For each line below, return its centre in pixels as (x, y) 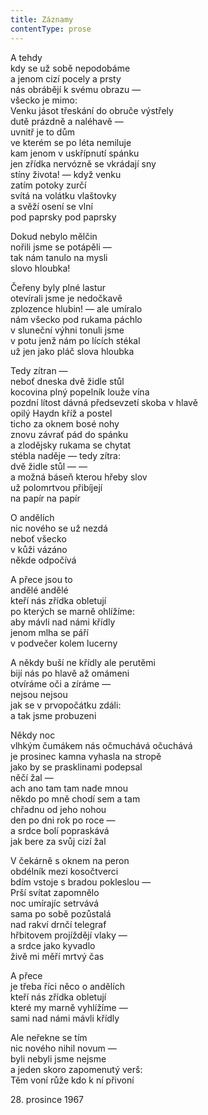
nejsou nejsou (39, 694)
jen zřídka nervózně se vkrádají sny (83, 163)
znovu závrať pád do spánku (69, 434)
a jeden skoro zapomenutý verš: (76, 1069)
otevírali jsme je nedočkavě (66, 298)
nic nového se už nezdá (59, 528)
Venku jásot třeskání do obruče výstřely (92, 110)
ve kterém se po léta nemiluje (71, 142)
